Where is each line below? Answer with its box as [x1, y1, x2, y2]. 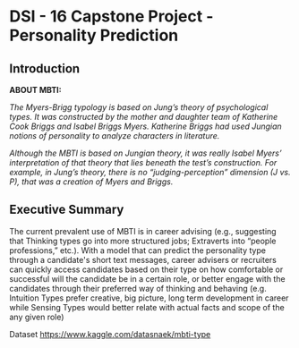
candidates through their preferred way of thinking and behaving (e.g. [9, 283, 267, 293]
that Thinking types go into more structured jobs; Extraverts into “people [9, 235, 277, 246]
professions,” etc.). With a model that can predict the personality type [9, 244, 267, 256]
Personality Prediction [9, 25, 179, 46]
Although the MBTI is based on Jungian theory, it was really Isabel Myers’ [9, 148, 282, 158]
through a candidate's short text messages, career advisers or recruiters [9, 254, 278, 265]
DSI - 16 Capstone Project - [9, 6, 214, 27]
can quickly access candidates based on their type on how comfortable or [9, 264, 284, 275]
